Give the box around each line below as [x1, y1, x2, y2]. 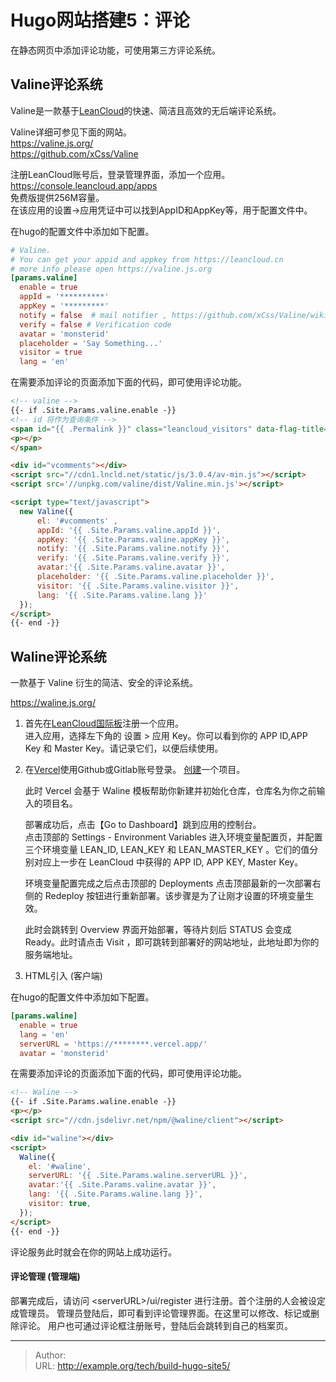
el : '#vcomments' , [36, 516, 118, 526]
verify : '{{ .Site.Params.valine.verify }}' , [36, 553, 230, 563]
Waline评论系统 [10, 648, 107, 665]
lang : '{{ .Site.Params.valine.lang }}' [36, 590, 208, 600]
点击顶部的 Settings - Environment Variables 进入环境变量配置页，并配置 [24, 831, 323, 843]
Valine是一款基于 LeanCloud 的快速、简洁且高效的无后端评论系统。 [10, 104, 282, 116]
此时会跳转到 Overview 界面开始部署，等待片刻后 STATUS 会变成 [24, 924, 292, 936]
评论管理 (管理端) [10, 1271, 81, 1283]
